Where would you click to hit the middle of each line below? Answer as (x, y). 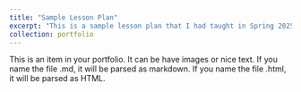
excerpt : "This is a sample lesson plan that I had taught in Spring (142, 26)
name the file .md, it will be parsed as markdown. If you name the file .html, (148, 69)
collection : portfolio (52, 34)
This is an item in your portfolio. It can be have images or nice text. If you (143, 60)
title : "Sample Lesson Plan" (64, 17)
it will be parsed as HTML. (57, 79)
